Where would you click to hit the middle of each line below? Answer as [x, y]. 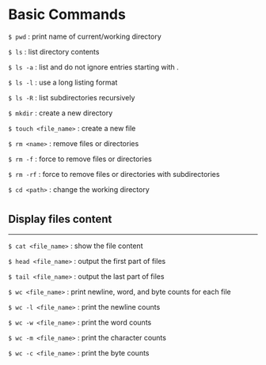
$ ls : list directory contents [54, 51]
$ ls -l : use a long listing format [63, 82]
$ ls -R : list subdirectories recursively [72, 97]
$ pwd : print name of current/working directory [85, 36]
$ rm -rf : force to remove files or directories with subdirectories [114, 174]
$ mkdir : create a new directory [61, 113]
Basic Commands [67, 15]
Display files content [60, 219]
